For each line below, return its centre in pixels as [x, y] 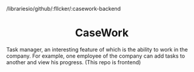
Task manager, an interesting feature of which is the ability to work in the [97, 49]
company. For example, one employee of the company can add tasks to [96, 56]
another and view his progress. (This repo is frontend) [74, 62]
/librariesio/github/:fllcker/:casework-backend [64, 9]
